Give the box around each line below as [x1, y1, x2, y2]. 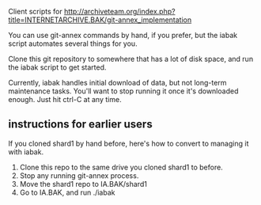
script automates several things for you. [8, 39, 138, 48]
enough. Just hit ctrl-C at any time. [8, 95, 122, 104]
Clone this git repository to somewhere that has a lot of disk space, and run [8, 55, 254, 63]
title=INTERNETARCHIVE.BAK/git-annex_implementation [8, 15, 192, 25]
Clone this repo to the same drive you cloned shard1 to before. [19, 162, 223, 172]
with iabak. [8, 146, 44, 157]
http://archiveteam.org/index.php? [63, 7, 176, 16]
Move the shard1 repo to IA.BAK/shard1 [19, 179, 148, 188]
